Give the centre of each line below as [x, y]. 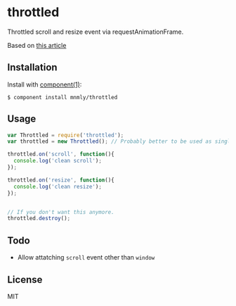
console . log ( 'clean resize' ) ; [58, 186]
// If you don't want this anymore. [61, 212]
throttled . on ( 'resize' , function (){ [61, 180]
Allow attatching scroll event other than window [86, 257]
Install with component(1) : [45, 84]
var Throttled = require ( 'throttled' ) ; [66, 135]
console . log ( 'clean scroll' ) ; [58, 161]
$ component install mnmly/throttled [63, 97]
